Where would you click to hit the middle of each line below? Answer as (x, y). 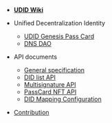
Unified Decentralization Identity (59, 23)
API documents (35, 57)
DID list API (40, 77)
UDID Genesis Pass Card (59, 36)
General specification (54, 70)
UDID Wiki (28, 10)
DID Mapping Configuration (63, 99)
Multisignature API (50, 84)
